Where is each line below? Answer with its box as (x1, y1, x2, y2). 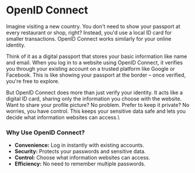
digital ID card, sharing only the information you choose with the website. (6, 95, 182, 102)
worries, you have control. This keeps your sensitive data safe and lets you (6, 108, 186, 115)
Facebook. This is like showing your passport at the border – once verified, (6, 71, 186, 78)
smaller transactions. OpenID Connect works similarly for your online (6, 35, 172, 42)
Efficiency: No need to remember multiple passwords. (14, 160, 146, 167)
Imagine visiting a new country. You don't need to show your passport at (6, 23, 180, 30)
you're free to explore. (6, 77, 60, 85)
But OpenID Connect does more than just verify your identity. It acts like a (6, 89, 183, 96)
